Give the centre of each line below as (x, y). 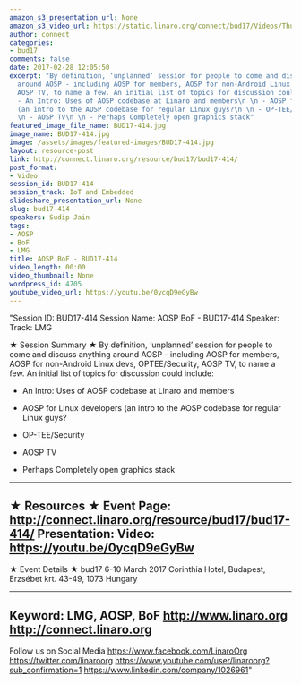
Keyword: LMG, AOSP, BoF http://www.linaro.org (149, 616)
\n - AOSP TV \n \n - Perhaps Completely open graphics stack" (136, 117)
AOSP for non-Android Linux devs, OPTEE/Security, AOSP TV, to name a (142, 363)
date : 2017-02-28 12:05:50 (60, 68)
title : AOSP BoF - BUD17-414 (64, 259)
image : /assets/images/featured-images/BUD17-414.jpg (112, 142)
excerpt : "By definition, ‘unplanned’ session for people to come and (144, 76)
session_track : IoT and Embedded (72, 192)
